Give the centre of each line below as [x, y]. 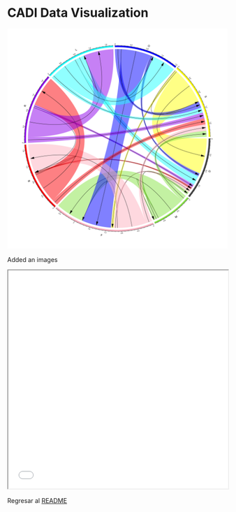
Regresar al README [37, 500]
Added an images [32, 259]
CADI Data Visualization [78, 13]
